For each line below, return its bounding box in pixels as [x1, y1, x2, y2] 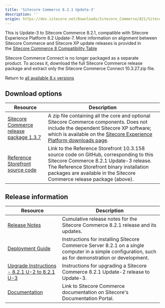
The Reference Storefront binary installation [48, 164, 149, 171]
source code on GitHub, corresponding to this [48, 151, 154, 158]
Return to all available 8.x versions [5, 75, 75, 81]
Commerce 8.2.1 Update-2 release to [62, 269, 150, 275]
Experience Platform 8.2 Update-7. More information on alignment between [5, 35, 157, 41]
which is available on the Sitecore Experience [48, 131, 153, 138]
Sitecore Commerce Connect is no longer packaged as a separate [5, 55, 139, 61]
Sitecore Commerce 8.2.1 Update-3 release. [48, 157, 152, 164]
